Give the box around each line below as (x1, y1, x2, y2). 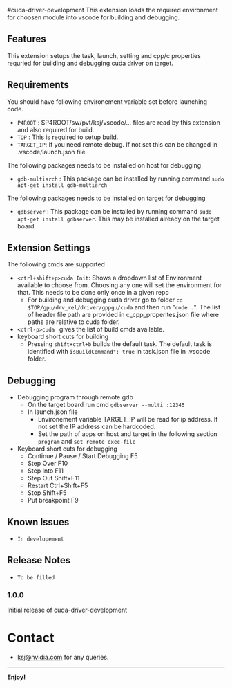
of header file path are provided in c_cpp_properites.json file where (27, 311, 220, 319)
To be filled (17, 574, 55, 581)
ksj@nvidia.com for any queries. (17, 653, 109, 662)
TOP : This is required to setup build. (17, 133, 119, 141)
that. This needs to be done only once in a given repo (17, 289, 169, 297)
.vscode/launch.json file (17, 147, 86, 156)
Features (7, 33, 46, 45)
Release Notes (7, 554, 71, 566)
